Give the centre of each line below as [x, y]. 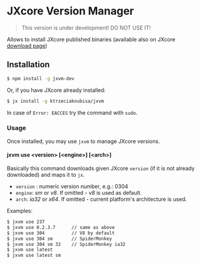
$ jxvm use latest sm [34, 256]
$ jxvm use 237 [26, 222]
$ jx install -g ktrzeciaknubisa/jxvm [55, 101]
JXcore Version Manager [70, 11]
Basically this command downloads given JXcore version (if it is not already [101, 168]
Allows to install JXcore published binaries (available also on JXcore [91, 39]
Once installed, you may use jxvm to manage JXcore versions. [83, 141]
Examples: [20, 211]
